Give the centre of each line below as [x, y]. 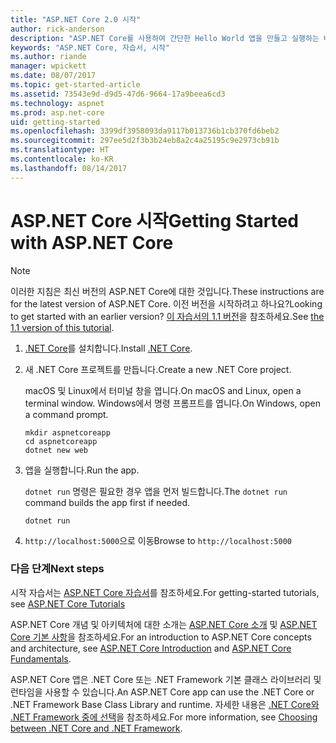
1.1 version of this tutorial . [62, 327]
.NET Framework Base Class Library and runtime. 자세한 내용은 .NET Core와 [165, 704]
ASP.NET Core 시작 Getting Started [154, 220]
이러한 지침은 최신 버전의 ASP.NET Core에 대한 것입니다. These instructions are [167, 291]
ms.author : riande [48, 57]
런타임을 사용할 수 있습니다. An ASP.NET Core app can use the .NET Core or [162, 692]
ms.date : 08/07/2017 [53, 76]
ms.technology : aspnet [57, 103]
